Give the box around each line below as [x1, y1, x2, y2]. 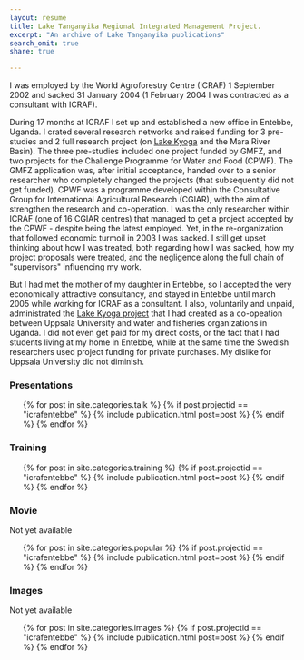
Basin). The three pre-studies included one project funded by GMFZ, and [9, 146, 282, 157]
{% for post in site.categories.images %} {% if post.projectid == [22, 623, 262, 634]
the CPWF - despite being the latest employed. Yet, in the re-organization [9, 223, 284, 234]
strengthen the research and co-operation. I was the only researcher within [9, 203, 290, 214]
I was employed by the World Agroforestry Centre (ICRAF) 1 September [9, 80, 276, 91]
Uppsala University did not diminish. [9, 356, 145, 368]
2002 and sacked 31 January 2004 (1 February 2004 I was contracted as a [9, 90, 289, 101]
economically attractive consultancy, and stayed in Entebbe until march [9, 289, 277, 300]
